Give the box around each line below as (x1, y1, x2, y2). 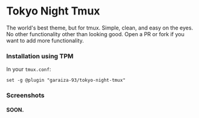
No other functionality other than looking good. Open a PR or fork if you (6, 30, 184, 37)
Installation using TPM (6, 52, 74, 60)
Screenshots (6, 92, 45, 100)
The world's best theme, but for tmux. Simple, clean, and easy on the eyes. (6, 24, 194, 31)
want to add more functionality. (6, 37, 84, 44)
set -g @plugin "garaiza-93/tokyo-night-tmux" (6, 77, 126, 84)
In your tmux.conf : (6, 66, 51, 73)
